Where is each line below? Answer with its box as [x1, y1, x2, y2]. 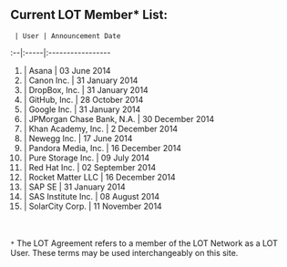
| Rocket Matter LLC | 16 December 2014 [23, 171, 176, 182]
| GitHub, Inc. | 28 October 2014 [23, 94, 144, 105]
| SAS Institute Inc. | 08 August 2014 [23, 190, 160, 201]
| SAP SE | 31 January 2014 [23, 181, 126, 192]
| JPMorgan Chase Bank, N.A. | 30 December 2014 [23, 113, 215, 124]
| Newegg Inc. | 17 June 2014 [23, 132, 133, 144]
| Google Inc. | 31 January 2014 [23, 104, 141, 115]
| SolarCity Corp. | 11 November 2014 [23, 200, 162, 211]
